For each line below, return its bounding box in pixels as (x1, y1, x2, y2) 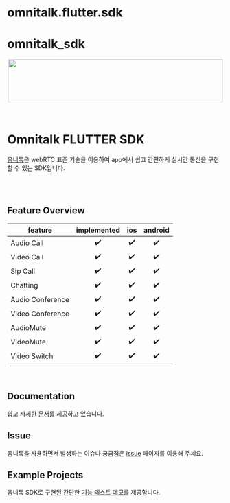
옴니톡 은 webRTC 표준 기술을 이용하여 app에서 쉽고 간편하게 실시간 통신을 (7, 156, 207, 164)
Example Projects (7, 469, 84, 481)
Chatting (10, 281, 38, 290)
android (143, 225, 170, 235)
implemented (76, 225, 120, 235)
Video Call (10, 253, 44, 262)
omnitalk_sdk (7, 36, 86, 52)
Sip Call (10, 266, 36, 276)
